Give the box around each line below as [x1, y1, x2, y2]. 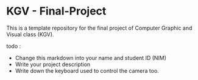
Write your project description [15, 61, 91, 68]
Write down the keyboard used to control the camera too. [15, 67, 160, 74]
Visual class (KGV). [6, 30, 54, 38]
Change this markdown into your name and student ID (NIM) [15, 54, 166, 61]
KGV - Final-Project [6, 4, 107, 18]
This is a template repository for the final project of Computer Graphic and [6, 24, 193, 32]
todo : [6, 42, 21, 50]
